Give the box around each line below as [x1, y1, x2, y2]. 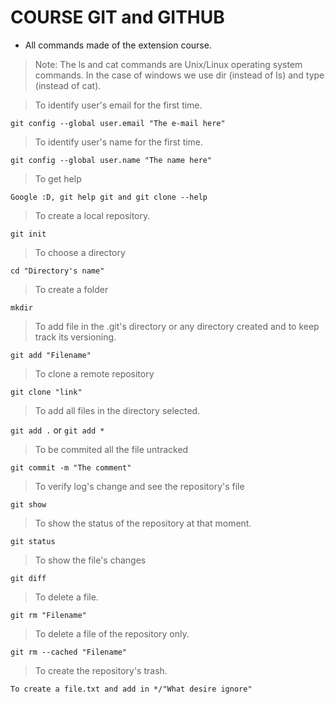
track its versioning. [34, 331, 117, 343]
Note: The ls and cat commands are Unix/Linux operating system [34, 58, 303, 70]
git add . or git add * [10, 424, 105, 436]
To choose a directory [34, 246, 126, 258]
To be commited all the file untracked [34, 443, 189, 455]
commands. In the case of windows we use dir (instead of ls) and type [34, 69, 325, 81]
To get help [34, 172, 82, 185]
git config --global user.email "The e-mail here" [10, 118, 226, 128]
